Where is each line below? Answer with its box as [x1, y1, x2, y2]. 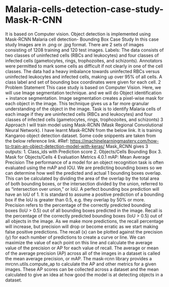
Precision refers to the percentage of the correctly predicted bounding [5, 202, 151, 208]
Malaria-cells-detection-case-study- [5, 4, 164, 15]
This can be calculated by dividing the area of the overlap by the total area [5, 175, 159, 181]
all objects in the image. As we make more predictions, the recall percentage [5, 218, 164, 224]
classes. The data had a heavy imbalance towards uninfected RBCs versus [5, 68, 160, 74]
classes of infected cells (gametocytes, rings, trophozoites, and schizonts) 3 [5, 116, 163, 122]
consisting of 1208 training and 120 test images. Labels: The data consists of [5, 47, 164, 53]
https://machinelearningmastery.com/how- [70, 137, 159, 144]
